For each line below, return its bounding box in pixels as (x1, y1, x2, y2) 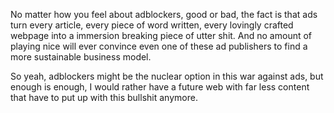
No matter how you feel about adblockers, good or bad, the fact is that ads (10, 9, 318, 20)
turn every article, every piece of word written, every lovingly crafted (10, 19, 294, 31)
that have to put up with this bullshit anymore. (10, 92, 198, 103)
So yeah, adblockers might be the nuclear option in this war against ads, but (10, 70, 324, 82)
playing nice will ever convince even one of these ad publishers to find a (10, 40, 308, 52)
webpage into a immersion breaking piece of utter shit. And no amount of (10, 30, 313, 41)
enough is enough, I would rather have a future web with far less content (10, 81, 310, 93)
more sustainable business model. (10, 51, 152, 63)
